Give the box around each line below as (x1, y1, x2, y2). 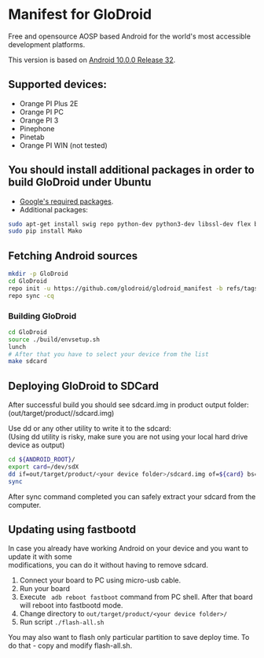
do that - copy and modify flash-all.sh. (8, 641, 133, 650)
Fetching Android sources (8, 249, 138, 263)
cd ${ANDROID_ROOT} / (8, 456, 76, 464)
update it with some (8, 552, 72, 561)
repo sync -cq (8, 292, 55, 300)
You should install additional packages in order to (8, 164, 255, 177)
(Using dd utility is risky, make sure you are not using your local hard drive (8, 432, 248, 442)
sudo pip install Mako (8, 227, 82, 235)
